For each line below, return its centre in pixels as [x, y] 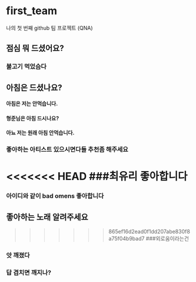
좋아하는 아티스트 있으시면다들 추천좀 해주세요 [67, 150]
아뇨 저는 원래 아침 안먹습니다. [40, 133]
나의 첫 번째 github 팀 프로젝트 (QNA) [49, 28]
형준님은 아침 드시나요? [33, 118]
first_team [32, 11]
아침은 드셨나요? [34, 88]
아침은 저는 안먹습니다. [32, 104]
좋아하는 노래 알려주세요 [47, 217]
